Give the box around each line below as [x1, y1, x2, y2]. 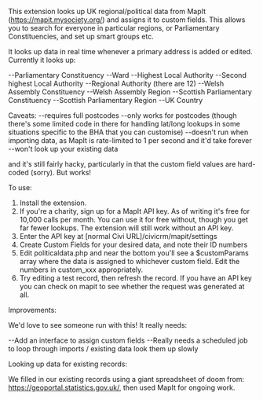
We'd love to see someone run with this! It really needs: [8, 321, 188, 329]
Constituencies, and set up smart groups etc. [8, 31, 155, 41]
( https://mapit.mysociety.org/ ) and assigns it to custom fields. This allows [8, 15, 246, 24]
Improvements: [8, 306, 57, 314]
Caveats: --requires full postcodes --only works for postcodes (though [8, 111, 237, 120]
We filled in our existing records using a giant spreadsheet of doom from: [8, 375, 245, 383]
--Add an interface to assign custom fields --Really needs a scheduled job [8, 336, 249, 345]
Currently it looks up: [8, 55, 76, 64]
